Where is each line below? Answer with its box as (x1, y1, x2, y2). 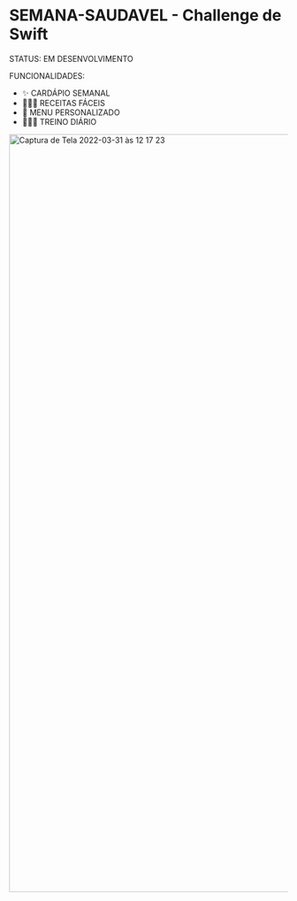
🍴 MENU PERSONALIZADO (21, 107, 121, 118)
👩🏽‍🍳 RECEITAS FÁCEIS (21, 97, 106, 108)
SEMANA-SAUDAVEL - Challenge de (9, 5, 282, 26)
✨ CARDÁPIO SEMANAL (21, 88, 110, 98)
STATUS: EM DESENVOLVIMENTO (9, 53, 134, 64)
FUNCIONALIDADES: (9, 70, 86, 81)
